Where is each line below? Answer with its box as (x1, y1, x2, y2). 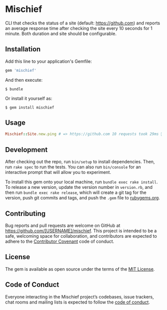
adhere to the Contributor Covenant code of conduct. (5, 238, 114, 244)
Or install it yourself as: (5, 95, 52, 101)
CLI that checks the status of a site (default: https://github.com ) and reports (5, 20, 161, 26)
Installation (5, 45, 41, 53)
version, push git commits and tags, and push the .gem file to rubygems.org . (5, 195, 161, 201)
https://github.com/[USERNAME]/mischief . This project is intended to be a (5, 228, 157, 234)
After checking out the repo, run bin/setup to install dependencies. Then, (5, 158, 155, 165)
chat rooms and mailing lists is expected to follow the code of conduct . (5, 299, 150, 305)
